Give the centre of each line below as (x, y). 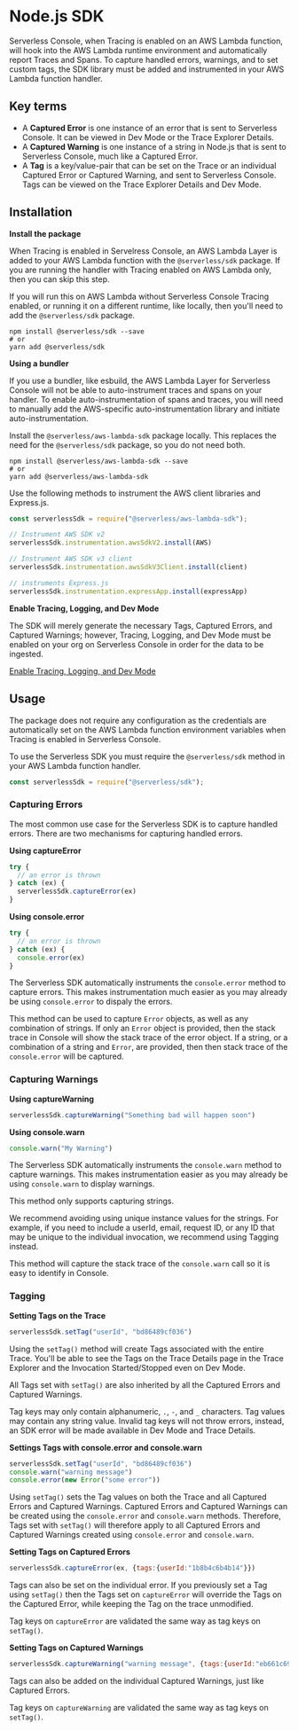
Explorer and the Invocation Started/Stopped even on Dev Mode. (127, 1367)
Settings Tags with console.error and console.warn (106, 1447)
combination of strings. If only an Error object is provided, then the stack (143, 1028)
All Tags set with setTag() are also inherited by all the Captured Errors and (145, 1384)
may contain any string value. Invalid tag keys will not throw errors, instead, (147, 1421)
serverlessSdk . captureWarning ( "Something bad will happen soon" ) (132, 1115)
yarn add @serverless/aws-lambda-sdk (79, 476)
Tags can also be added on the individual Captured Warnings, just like (137, 1681)
